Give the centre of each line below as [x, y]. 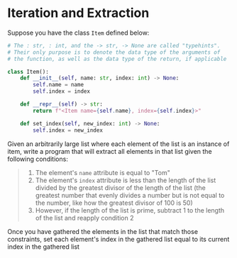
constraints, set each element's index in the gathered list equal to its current [118, 239]
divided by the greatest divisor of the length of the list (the [120, 187]
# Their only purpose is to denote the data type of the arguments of [114, 52]
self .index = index [62, 91]
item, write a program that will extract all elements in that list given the [110, 151]
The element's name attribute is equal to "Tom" [103, 172]
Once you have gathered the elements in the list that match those [103, 231]
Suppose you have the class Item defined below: [78, 33]
